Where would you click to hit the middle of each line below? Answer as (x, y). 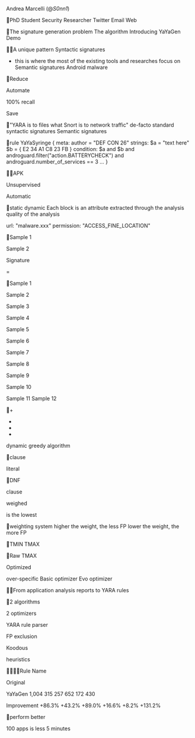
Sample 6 (18, 341)
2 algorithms (25, 602)
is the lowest (22, 515)
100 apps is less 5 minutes (39, 728)
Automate (18, 90)
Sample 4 (18, 318)
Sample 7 (18, 352)
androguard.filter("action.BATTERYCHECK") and (65, 155)
